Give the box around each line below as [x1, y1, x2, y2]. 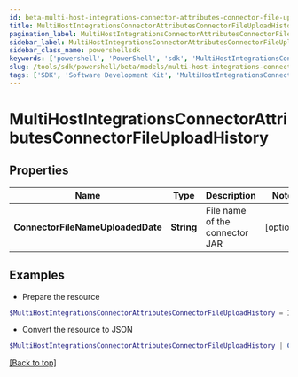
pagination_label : [9, 29, 77, 38]
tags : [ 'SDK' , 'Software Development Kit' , [9, 71, 173, 80]
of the [205, 215, 231, 227]
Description [205, 189, 256, 201]
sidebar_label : [9, 37, 66, 47]
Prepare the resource [21, 291, 100, 302]
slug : [9, 63, 29, 72]
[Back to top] [9, 357, 57, 368]
